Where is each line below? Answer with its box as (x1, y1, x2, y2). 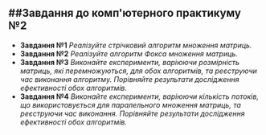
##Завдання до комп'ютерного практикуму (8, 6, 241, 20)
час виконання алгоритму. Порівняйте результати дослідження (19, 74, 239, 84)
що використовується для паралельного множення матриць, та (19, 100, 241, 109)
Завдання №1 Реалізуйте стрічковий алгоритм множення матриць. (19, 40, 252, 50)
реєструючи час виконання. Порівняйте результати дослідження (19, 108, 245, 118)
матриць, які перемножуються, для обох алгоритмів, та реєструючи (19, 66, 257, 76)
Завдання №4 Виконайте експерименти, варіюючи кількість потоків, (19, 92, 260, 101)
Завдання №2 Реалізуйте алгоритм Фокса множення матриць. (19, 48, 239, 59)
